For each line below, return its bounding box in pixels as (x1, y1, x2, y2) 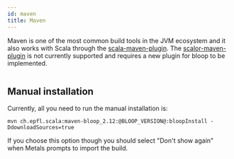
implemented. (7, 59, 48, 67)
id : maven (7, 10, 37, 18)
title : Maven (7, 17, 46, 24)
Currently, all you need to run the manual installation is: (7, 104, 168, 113)
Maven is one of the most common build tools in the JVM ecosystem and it (7, 36, 225, 45)
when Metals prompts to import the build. (7, 144, 128, 153)
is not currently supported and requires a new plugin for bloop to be (27, 51, 225, 60)
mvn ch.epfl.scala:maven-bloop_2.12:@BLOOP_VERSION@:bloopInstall (7, 118, 208, 125)
